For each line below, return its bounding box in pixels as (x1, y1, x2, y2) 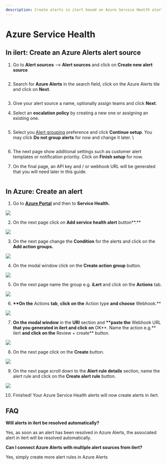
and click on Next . (12, 86, 51, 92)
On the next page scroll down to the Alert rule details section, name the (12, 368, 160, 374)
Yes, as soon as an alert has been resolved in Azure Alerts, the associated (5, 430, 157, 436)
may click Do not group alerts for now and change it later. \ (12, 134, 134, 140)
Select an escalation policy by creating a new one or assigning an (12, 110, 148, 116)
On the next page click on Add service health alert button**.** (12, 219, 141, 225)
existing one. (12, 115, 39, 121)
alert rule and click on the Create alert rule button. (12, 373, 116, 379)
